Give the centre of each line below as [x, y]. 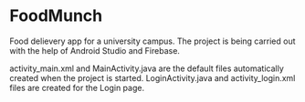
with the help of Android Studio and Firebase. [95, 50]
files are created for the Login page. [77, 87]
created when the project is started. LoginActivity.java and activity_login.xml [152, 77]
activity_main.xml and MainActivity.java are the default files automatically [147, 68]
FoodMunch [56, 16]
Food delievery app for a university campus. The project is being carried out [152, 41]
